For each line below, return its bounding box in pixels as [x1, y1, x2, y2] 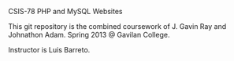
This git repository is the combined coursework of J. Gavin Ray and [8, 22, 227, 30]
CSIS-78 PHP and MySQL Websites [8, 7, 123, 16]
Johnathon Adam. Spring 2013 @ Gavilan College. [8, 30, 171, 39]
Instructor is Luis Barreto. [8, 45, 91, 54]
